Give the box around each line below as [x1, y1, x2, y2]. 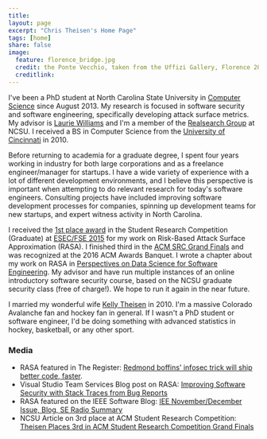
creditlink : [15, 71, 56, 79]
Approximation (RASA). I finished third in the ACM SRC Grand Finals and [8, 242, 244, 251]
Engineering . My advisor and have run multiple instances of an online [8, 267, 235, 277]
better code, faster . [19, 371, 83, 380]
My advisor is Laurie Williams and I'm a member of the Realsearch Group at [8, 118, 255, 127]
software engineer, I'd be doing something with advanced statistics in [8, 316, 236, 326]
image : [8, 49, 30, 56]
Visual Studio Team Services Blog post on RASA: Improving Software [19, 379, 246, 389]
